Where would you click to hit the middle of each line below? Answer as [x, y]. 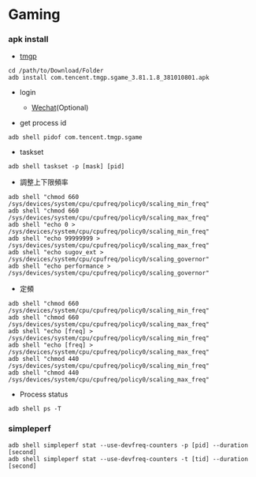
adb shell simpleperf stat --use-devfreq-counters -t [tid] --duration [128, 459]
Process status [44, 394]
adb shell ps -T [35, 409]
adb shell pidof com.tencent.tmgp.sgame [76, 137]
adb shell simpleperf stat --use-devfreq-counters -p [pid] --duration [128, 445]
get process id [43, 123]
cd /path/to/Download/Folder [56, 71]
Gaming [34, 15]
